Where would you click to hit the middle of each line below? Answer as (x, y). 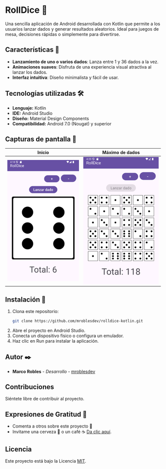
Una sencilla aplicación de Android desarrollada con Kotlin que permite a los (83, 24)
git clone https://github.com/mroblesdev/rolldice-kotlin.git (78, 321)
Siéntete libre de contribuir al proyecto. (45, 399)
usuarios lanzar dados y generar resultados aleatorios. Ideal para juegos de (82, 29)
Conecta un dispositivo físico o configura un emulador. (68, 336)
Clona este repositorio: (35, 311)
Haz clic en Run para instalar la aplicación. (55, 341)
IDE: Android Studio (32, 113)
